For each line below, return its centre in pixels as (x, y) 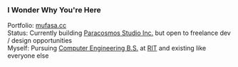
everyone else (28, 56)
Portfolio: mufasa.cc (37, 26)
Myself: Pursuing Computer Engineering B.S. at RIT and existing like (107, 48)
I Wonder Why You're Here (54, 10)
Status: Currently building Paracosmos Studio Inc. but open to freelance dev (119, 33)
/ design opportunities (40, 41)
